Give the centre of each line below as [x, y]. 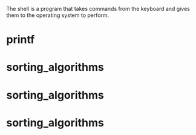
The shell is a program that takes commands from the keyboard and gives [98, 9]
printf [21, 40]
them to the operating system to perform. [58, 15]
